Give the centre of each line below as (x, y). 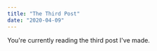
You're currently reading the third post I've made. (78, 40)
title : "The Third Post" (44, 14)
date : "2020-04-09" (36, 20)
